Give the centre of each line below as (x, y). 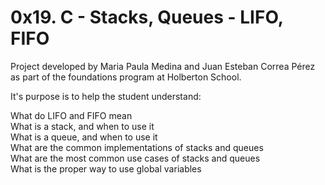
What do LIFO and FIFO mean (71, 115)
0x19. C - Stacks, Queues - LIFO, (147, 17)
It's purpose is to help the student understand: (106, 96)
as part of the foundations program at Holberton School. (126, 77)
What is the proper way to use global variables (106, 168)
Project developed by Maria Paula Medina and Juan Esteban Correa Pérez (163, 66)
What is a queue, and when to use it (84, 137)
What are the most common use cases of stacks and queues (135, 158)
